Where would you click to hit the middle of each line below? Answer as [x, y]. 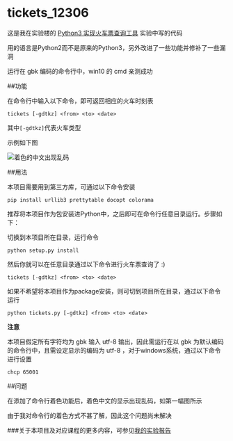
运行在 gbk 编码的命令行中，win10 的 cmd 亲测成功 [80, 71]
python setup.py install [43, 250]
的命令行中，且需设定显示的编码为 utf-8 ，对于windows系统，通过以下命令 [114, 350]
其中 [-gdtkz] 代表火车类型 [44, 127]
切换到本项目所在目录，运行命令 [53, 237]
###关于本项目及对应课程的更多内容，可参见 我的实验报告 [89, 430]
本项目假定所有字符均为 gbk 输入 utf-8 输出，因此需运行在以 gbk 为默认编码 [115, 342]
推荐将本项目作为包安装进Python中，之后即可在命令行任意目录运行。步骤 [112, 214]
